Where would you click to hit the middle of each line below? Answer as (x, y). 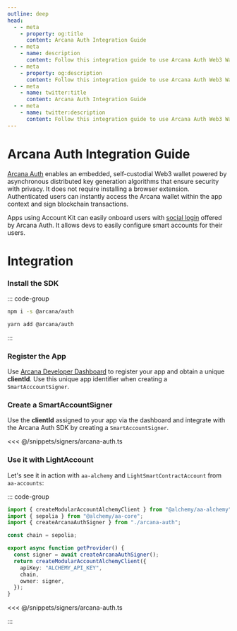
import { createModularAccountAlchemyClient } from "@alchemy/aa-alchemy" (120, 509)
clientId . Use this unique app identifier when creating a (87, 379)
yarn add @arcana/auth (41, 324)
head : (15, 21)
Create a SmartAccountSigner (60, 405)
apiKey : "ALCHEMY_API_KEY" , (61, 568)
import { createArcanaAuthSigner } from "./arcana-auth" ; (94, 523)
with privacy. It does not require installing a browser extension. (98, 189)
